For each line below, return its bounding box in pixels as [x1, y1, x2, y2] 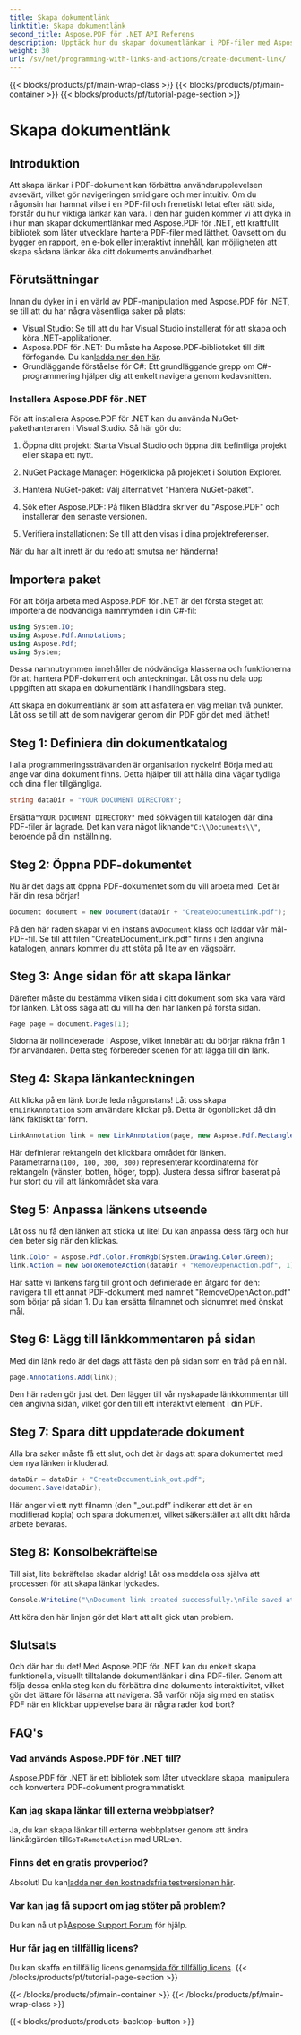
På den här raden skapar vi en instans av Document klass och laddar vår [9, 924, 269, 935]
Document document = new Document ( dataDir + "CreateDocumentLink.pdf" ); [9, 907, 287, 917]
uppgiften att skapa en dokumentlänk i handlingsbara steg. [9, 683, 227, 694]
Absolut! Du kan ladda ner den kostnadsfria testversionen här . [9, 1876, 236, 1887]
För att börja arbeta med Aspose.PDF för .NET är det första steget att [9, 595, 264, 606]
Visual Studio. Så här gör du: [75, 423, 182, 434]
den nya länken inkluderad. [9, 1458, 109, 1469]
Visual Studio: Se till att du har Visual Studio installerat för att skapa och [21, 323, 287, 333]
